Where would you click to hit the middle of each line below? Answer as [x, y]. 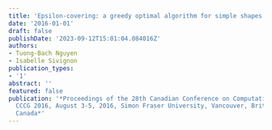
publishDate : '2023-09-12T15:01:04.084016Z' [85, 38]
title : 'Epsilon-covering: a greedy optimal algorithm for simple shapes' [137, 16]
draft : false [30, 31]
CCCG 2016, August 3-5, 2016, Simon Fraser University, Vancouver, [132, 106]
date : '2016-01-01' [41, 23]
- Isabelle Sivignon [43, 61]
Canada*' [30, 114]
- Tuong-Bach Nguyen [43, 53]
